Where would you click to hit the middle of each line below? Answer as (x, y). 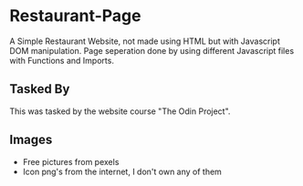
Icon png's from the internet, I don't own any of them (122, 171)
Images (31, 140)
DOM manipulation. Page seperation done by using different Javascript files (152, 50)
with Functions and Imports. (62, 60)
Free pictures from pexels (71, 161)
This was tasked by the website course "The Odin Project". (120, 111)
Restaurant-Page (75, 16)
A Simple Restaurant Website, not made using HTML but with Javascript (145, 41)
